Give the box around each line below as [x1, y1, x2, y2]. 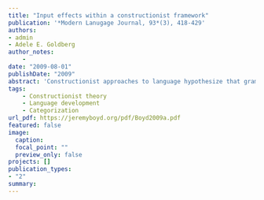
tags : [8, 84, 26, 93]
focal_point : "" [15, 143, 68, 151]
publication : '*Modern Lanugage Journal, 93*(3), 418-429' [8, 19, 206, 27]
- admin [8, 33, 34, 42]
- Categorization [22, 107, 79, 115]
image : [8, 128, 30, 136]
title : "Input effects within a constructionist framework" [8, 11, 210, 20]
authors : [8, 26, 37, 34]
